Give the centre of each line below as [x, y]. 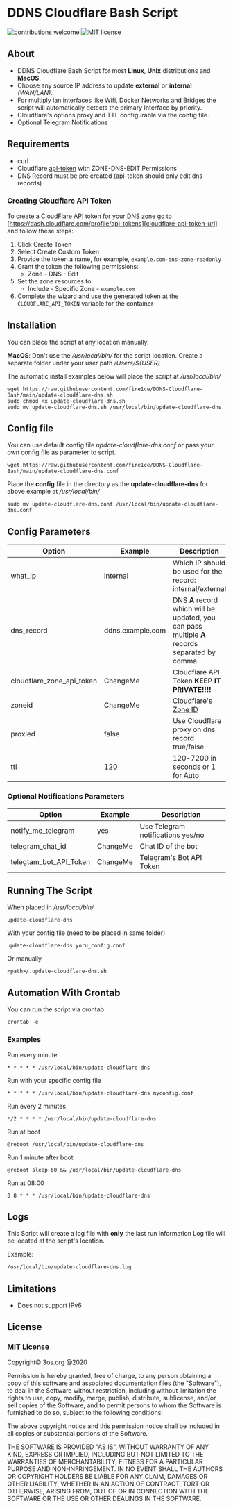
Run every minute [32, 1054]
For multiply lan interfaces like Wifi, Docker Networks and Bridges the [116, 100]
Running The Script [50, 890]
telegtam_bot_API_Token [51, 861]
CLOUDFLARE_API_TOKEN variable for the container [85, 303]
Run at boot [24, 1132]
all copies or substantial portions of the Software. [77, 1433]
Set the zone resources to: [55, 281]
